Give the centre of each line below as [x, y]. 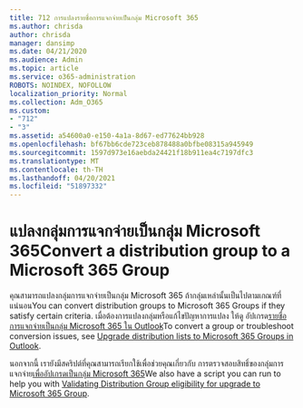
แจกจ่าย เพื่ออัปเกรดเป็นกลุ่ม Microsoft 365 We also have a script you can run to [145, 374]
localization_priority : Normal [68, 93]
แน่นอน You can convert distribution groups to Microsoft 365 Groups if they [147, 306]
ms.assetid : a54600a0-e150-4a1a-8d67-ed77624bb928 [107, 136]
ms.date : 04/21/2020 [49, 52]
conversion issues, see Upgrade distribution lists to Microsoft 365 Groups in [151, 336]
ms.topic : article [44, 69]
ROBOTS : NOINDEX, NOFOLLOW [60, 85]
